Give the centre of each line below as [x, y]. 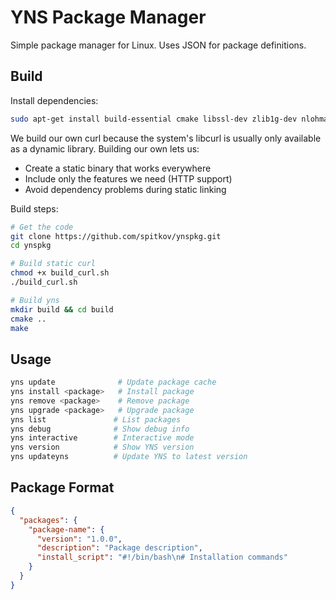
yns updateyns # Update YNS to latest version [129, 457]
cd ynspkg [31, 246]
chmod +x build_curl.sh [60, 273]
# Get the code [42, 227]
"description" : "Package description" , [119, 548]
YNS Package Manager [108, 17]
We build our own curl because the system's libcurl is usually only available [166, 138]
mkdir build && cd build [62, 309]
